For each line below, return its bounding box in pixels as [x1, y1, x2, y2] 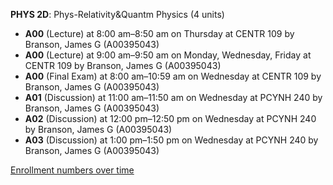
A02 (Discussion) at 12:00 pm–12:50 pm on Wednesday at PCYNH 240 [24, 113, 317, 124]
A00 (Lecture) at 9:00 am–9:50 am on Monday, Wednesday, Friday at [24, 49, 312, 61]
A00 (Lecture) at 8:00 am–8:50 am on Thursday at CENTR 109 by [24, 28, 295, 39]
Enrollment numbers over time [10, 164, 135, 176]
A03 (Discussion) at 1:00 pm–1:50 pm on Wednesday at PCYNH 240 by [24, 134, 319, 146]
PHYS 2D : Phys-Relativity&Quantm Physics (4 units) [10, 9, 225, 20]
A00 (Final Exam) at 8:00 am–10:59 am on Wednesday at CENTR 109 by [24, 70, 322, 82]
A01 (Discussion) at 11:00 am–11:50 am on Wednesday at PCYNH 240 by [24, 92, 323, 103]
